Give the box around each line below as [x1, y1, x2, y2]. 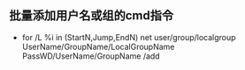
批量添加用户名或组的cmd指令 [9, 8, 174, 24]
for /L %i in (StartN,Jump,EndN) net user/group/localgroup [21, 31, 236, 42]
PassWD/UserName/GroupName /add [21, 51, 161, 61]
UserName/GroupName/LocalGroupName [21, 41, 175, 52]
